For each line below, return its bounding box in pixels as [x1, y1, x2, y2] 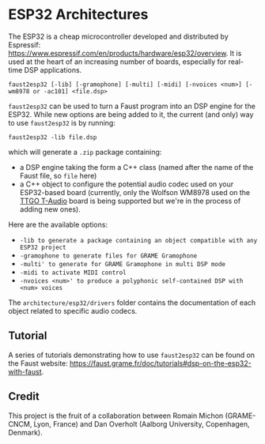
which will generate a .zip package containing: [8, 147, 162, 156]
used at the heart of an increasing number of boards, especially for [8, 57, 227, 66]
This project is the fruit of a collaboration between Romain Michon [8, 411, 224, 420]
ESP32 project [19, 243, 66, 251]
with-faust [8, 367, 42, 376]
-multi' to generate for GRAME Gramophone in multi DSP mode [19, 260, 226, 268]
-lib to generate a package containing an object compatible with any [19, 236, 258, 244]
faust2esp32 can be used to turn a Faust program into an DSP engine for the [8, 101, 256, 111]
